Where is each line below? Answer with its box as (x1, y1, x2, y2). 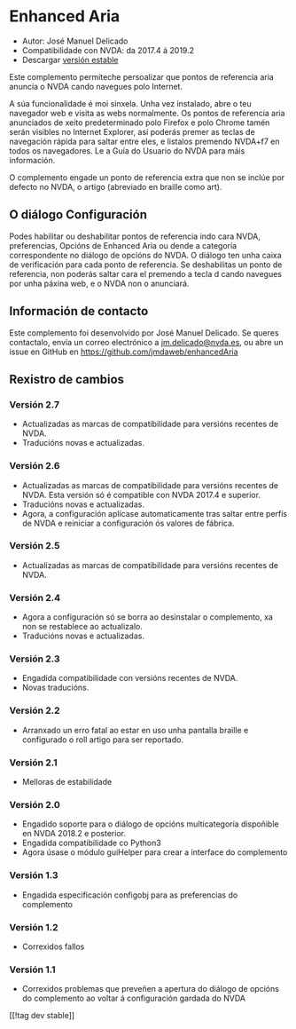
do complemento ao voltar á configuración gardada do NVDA (21, 993, 246, 1004)
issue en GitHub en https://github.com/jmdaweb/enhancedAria (9, 346, 238, 357)
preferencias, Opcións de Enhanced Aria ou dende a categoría (9, 240, 238, 250)
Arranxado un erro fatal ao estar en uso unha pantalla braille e (21, 724, 249, 735)
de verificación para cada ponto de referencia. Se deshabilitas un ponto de (9, 259, 283, 270)
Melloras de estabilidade (21, 777, 113, 788)
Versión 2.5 (9, 540, 60, 552)
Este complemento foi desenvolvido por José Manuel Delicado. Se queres (9, 327, 279, 338)
